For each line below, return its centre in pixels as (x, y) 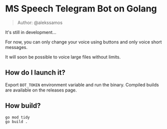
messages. (16, 47)
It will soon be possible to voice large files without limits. (63, 57)
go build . (16, 122)
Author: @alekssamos (40, 22)
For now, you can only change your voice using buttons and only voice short (83, 42)
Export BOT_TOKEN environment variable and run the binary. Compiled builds (82, 84)
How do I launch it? (35, 73)
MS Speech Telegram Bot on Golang (81, 9)
